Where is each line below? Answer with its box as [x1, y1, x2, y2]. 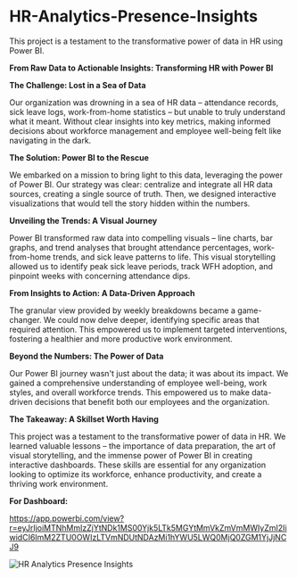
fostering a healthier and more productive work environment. [9, 333, 234, 344]
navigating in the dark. [9, 135, 92, 145]
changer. [9, 314, 42, 325]
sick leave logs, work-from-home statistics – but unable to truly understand [9, 106, 285, 117]
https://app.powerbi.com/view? [9, 513, 125, 524]
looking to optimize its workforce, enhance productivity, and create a [9, 468, 262, 479]
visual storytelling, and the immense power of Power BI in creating [9, 450, 252, 460]
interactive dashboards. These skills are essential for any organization [9, 459, 267, 470]
